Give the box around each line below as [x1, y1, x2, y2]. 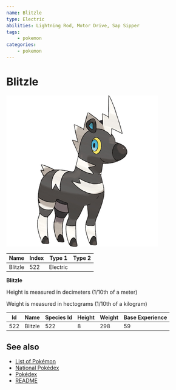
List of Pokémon [15, 358, 56, 365]
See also [6, 342, 39, 352]
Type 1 [49, 254, 68, 262]
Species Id [45, 314, 73, 321]
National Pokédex [15, 364, 59, 372]
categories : [6, 42, 36, 48]
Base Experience [123, 314, 168, 321]
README [15, 377, 38, 385]
